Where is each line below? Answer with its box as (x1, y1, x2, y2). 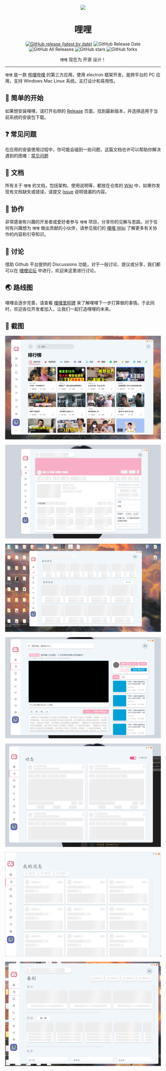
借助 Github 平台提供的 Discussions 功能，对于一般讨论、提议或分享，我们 (5, 261, 157, 267)
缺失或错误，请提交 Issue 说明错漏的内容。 (22, 189, 110, 195)
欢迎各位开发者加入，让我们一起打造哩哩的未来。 (13, 306, 114, 312)
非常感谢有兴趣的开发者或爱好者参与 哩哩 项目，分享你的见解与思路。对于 (5, 219, 154, 225)
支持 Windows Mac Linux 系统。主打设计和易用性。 (13, 77, 118, 84)
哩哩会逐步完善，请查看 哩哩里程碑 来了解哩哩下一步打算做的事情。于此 (5, 299, 151, 305)
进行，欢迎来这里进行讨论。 (41, 268, 99, 273)
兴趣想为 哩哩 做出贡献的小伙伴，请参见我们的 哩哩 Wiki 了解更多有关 (13, 225, 153, 231)
